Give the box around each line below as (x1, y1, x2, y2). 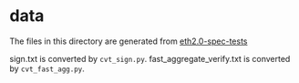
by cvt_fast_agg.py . (9, 63, 85, 74)
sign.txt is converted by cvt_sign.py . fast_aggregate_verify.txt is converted (9, 53, 291, 64)
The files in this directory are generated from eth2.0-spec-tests (9, 36, 248, 47)
